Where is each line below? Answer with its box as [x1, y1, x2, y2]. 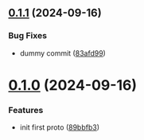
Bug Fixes [8, 30, 48, 41]
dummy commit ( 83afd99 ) [19, 48, 106, 58]
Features [8, 104, 44, 115]
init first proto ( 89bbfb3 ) [19, 122, 100, 132]
